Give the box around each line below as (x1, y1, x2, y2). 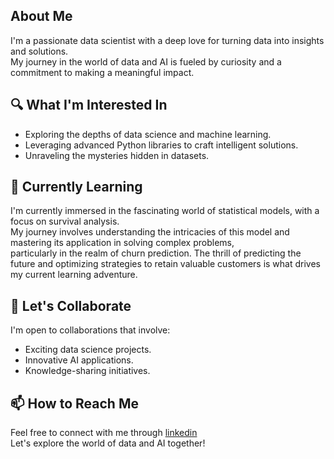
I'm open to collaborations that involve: (10, 324, 171, 336)
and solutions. (10, 45, 69, 57)
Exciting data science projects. (24, 344, 152, 356)
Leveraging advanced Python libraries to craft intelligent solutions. (24, 139, 299, 151)
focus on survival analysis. (10, 215, 120, 228)
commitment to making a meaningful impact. (10, 66, 195, 78)
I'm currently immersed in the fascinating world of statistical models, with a (10, 205, 320, 217)
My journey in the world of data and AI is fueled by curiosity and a (10, 55, 282, 68)
